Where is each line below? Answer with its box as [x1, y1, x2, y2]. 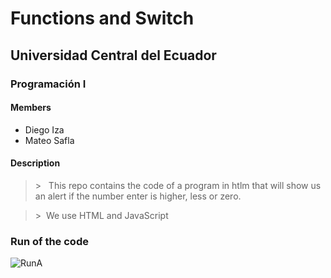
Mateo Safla [24, 134, 75, 146]
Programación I [10, 77, 87, 91]
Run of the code [10, 234, 89, 248]
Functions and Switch [10, 7, 195, 30]
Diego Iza [24, 123, 65, 136]
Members [10, 102, 52, 114]
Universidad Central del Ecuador [10, 47, 217, 64]
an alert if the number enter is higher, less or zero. [34, 190, 242, 202]
